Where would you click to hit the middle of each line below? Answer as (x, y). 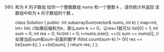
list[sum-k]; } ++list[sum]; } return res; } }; (57, 45)
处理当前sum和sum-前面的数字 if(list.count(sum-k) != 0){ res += (79, 39)
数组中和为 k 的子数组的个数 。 (45, 13)
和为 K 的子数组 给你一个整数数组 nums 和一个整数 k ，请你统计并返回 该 (87, 7)
